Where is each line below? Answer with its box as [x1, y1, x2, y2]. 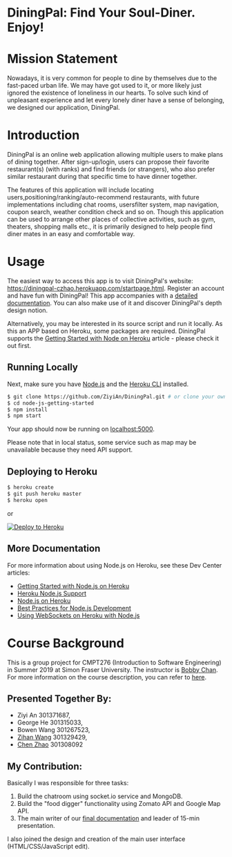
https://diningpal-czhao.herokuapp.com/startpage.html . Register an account [7, 285, 224, 292]
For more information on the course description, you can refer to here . [7, 673, 207, 681]
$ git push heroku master [7, 490, 81, 497]
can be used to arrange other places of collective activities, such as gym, [7, 215, 216, 224]
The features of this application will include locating [7, 186, 154, 194]
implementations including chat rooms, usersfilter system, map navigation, [7, 200, 220, 209]
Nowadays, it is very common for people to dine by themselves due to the [7, 74, 217, 82]
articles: [7, 568, 30, 577]
